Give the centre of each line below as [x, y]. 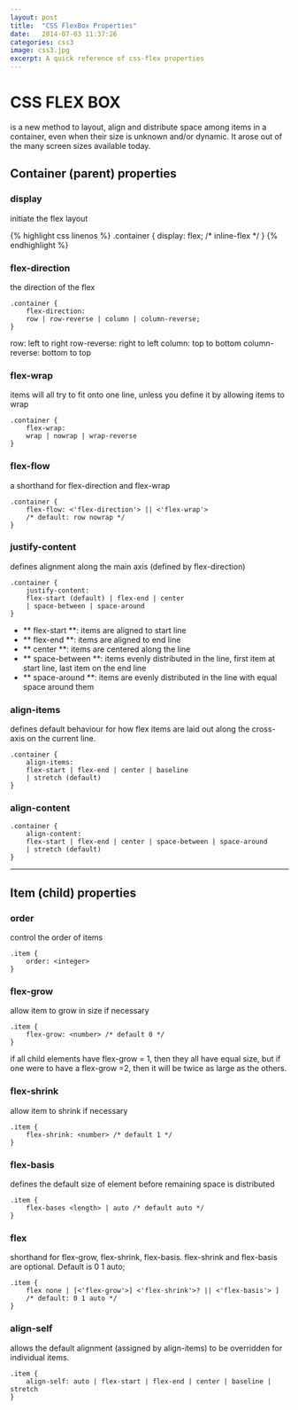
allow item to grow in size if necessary [80, 1011]
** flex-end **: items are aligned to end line [102, 639]
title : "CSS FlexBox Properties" [74, 26]
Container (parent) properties [93, 174]
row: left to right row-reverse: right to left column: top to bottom [126, 343]
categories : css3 [42, 42]
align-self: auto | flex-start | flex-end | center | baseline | [149, 1381]
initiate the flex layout [49, 218]
